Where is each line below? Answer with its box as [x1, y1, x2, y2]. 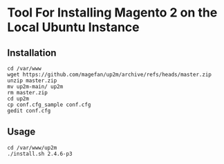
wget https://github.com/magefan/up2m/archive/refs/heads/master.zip [7, 71, 212, 78]
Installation [7, 47, 57, 59]
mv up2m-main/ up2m [7, 83, 64, 90]
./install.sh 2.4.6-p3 [7, 150, 73, 157]
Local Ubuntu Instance [7, 19, 140, 35]
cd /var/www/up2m [7, 144, 57, 151]
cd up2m [7, 95, 30, 102]
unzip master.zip [7, 77, 57, 84]
